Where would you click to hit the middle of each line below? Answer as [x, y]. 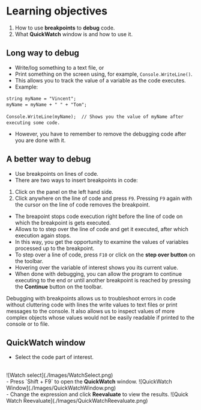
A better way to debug [49, 159]
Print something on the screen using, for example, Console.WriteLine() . [104, 74]
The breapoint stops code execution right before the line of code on [99, 216]
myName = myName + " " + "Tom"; [46, 104]
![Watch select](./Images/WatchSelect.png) [60, 375]
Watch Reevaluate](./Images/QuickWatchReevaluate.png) [77, 401]
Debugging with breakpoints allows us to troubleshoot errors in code [91, 298]
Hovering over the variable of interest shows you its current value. [97, 267]
